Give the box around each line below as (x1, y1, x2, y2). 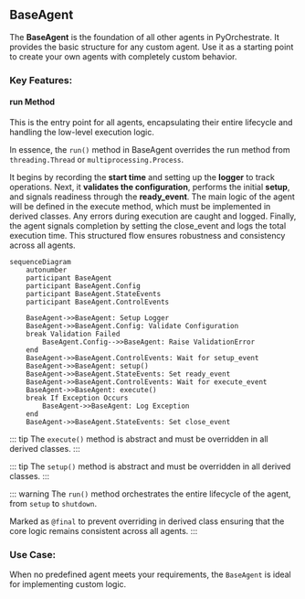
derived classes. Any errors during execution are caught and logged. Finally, (9, 210, 297, 221)
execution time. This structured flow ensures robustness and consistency (9, 230, 286, 241)
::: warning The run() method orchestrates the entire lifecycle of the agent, (9, 488, 291, 499)
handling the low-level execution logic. (9, 126, 155, 137)
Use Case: (9, 548, 57, 561)
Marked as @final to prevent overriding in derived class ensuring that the (9, 516, 285, 527)
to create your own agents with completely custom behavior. (9, 50, 237, 62)
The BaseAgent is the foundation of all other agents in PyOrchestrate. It (9, 31, 280, 42)
